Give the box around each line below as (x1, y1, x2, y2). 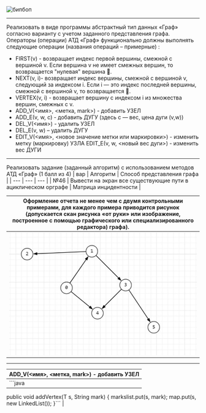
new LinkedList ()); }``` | (6, 399, 64, 407)
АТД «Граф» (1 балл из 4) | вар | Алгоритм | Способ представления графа (6, 171, 199, 177)
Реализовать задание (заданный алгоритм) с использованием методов (6, 164, 194, 171)
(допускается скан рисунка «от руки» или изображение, (25, 210, 181, 217)
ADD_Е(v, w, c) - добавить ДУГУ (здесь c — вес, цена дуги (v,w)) (15, 114, 184, 121)
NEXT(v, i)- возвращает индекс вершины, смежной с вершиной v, (15, 74, 188, 82)
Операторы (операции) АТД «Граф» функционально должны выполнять (6, 37, 194, 44)
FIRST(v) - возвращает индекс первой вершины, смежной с (15, 55, 173, 62)
